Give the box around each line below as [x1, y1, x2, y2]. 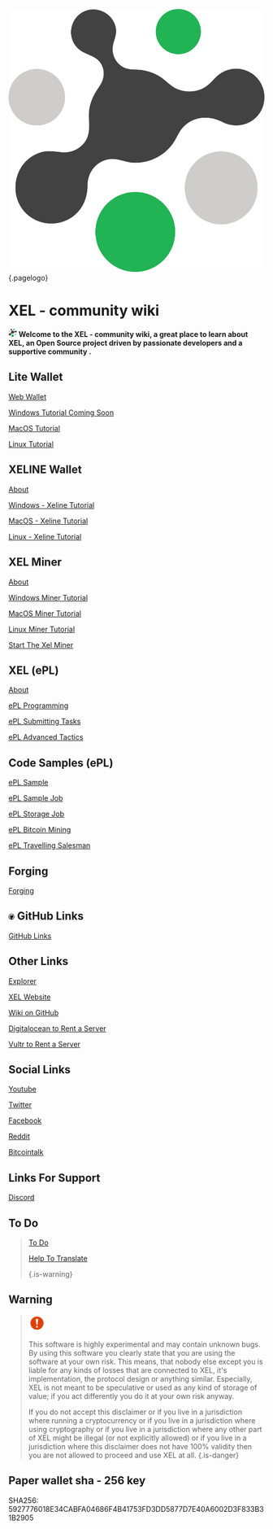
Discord [8, 1193, 35, 1203]
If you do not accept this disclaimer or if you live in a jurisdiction [28, 1407, 242, 1417]
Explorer [8, 976, 37, 985]
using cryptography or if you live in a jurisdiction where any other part [28, 1424, 262, 1434]
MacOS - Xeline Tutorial [8, 516, 89, 526]
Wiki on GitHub [8, 1007, 59, 1017]
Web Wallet [8, 391, 47, 401]
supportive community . [8, 347, 92, 356]
